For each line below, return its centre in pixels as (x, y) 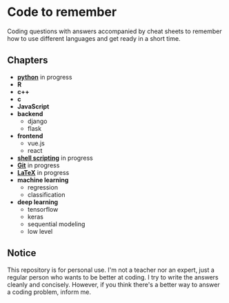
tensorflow (43, 209)
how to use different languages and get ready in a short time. (94, 38)
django (37, 121)
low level (40, 231)
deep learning (38, 202)
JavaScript (33, 106)
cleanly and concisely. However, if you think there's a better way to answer (113, 284)
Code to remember (62, 12)
